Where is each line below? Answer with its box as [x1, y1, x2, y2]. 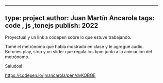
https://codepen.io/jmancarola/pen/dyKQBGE [5, 72, 96, 78]
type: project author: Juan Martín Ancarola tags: [5, 14, 155, 22]
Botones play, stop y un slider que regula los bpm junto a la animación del [5, 48, 152, 54]
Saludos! [5, 63, 23, 69]
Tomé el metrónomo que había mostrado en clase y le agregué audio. [5, 44, 144, 49]
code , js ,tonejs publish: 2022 [5, 22, 98, 30]
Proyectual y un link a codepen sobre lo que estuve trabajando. [5, 34, 131, 40]
